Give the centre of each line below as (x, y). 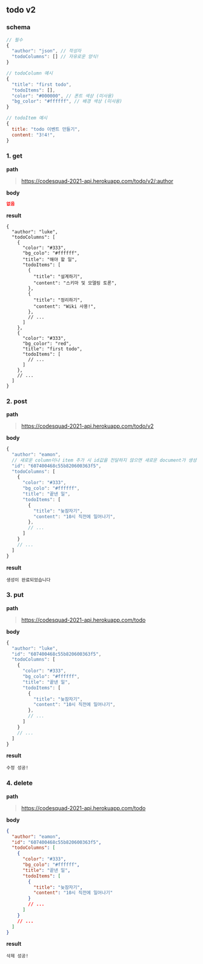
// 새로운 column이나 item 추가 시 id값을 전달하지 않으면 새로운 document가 (99, 460)
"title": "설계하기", (58, 276)
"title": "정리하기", (58, 300)
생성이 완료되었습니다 (28, 580)
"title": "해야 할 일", (50, 259)
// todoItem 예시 (27, 118)
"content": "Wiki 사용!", (65, 306)
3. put (15, 595)
